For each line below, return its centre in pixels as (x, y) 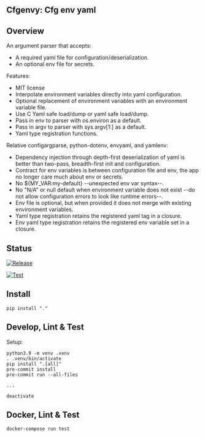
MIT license (30, 88)
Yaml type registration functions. (56, 134)
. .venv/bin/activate (34, 358)
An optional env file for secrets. (55, 64)
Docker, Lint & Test (43, 415)
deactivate (20, 396)
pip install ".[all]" (34, 364)
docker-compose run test (38, 429)
